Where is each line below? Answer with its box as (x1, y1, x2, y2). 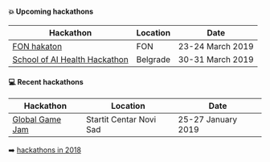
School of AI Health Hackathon (12, 54, 129, 65)
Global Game (12, 114, 62, 125)
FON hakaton (12, 41, 63, 52)
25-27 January (178, 114, 238, 125)
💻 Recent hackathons (8, 77, 84, 86)
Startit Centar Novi (85, 114, 157, 125)
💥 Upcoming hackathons (8, 6, 94, 16)
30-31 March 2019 (178, 54, 255, 65)
